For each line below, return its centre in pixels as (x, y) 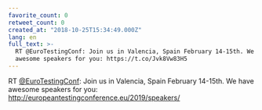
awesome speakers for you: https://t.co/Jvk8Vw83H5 (102, 59)
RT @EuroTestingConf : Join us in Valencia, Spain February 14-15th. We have (131, 81)
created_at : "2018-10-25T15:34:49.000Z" (75, 30)
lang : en (22, 37)
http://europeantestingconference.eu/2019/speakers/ (94, 98)
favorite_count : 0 (38, 15)
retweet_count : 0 (36, 23)
